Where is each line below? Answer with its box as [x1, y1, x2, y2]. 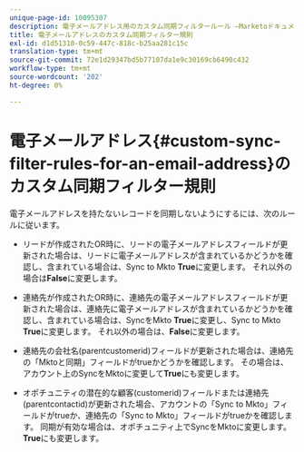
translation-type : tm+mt [9, 47, 103, 56]
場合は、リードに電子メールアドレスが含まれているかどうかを [54, 250, 286, 260]
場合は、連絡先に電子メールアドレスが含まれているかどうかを [54, 303, 286, 314]
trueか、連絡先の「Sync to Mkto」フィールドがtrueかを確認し [54, 409, 285, 420]
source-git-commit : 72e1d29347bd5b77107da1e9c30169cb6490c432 [9, 55, 250, 64]
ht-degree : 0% [9, 81, 64, 90]
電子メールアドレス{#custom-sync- [9, 131, 281, 151]
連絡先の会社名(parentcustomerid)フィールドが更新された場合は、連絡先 [22, 345, 294, 356]
